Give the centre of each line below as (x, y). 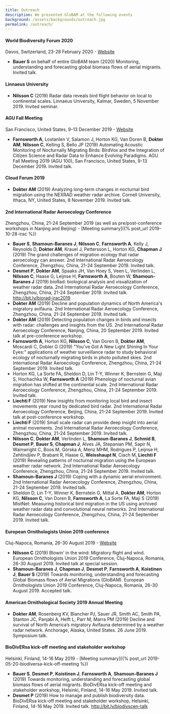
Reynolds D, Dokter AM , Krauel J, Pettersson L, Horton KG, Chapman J (87, 249)
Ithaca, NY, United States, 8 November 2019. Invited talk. (72, 200)
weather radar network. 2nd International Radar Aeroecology (76, 466)
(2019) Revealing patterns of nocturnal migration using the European (84, 460)
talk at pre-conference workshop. (48, 336)
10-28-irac (16, 234)
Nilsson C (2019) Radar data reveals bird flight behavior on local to (82, 95)
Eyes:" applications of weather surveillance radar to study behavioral (85, 352)
